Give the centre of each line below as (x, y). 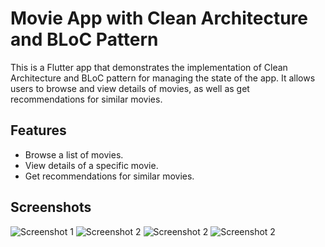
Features (38, 130)
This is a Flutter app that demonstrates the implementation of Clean (149, 67)
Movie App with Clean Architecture (159, 18)
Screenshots (51, 207)
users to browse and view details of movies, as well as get (130, 88)
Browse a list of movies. (74, 154)
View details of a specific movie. (91, 165)
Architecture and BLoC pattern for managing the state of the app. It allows (163, 78)
